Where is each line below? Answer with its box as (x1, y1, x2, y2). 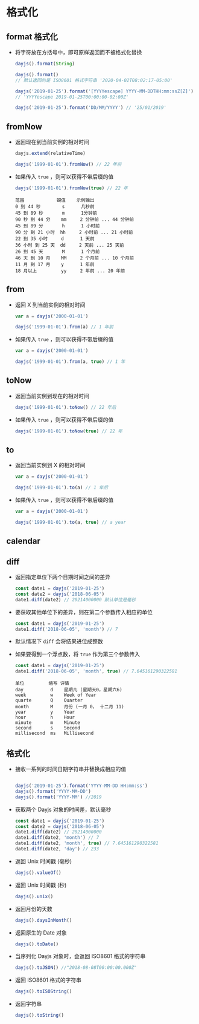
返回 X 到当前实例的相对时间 (14, 301, 86, 308)
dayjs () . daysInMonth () (14, 917, 72, 923)
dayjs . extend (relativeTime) (14, 151, 86, 157)
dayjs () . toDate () (14, 941, 59, 947)
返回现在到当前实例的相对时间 (14, 139, 89, 146)
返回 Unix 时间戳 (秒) (14, 881, 67, 889)
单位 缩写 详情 (14, 680, 69, 686)
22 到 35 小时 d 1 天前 (14, 235, 95, 242)
